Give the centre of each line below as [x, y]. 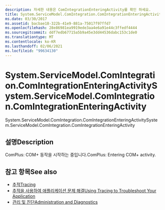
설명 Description [29, 142]
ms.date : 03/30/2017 [26, 19]
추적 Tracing [24, 184]
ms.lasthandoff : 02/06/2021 [34, 46]
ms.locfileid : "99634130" [31, 51]
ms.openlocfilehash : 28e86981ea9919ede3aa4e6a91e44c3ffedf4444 [71, 28]
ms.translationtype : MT [29, 37]
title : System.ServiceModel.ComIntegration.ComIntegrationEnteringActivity [84, 14]
